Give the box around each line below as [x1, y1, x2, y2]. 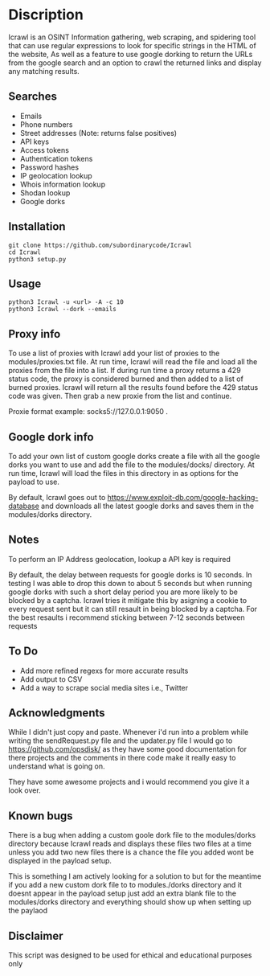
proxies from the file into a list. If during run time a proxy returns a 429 [8, 366, 241, 375]
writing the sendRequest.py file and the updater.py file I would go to [8, 736, 233, 745]
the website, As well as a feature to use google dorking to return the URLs [8, 49, 253, 59]
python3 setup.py [8, 255, 67, 263]
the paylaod [8, 906, 48, 916]
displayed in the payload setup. [8, 856, 112, 866]
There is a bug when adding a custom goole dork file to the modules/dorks [8, 830, 256, 840]
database [8, 501, 40, 511]
